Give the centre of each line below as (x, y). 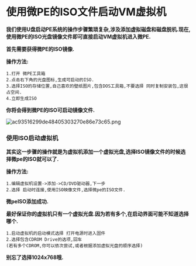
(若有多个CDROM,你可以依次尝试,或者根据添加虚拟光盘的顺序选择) (75, 246)
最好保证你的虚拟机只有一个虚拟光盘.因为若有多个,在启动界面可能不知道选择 (97, 214)
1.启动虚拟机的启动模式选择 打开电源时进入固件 (56, 234)
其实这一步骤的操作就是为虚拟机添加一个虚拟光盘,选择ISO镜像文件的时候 (93, 152)
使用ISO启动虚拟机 (32, 138)
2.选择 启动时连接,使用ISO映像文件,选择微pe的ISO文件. (66, 190)
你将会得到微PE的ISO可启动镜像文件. (51, 110)
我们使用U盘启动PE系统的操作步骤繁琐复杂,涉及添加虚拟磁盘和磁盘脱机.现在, (98, 29)
